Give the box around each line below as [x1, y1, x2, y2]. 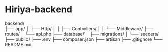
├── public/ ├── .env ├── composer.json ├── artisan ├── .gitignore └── [5, 36, 163, 42]
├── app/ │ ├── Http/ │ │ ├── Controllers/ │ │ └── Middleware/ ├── [5, 25, 154, 31]
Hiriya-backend [5, 4, 72, 15]
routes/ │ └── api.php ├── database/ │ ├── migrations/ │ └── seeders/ [5, 31, 159, 37]
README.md [5, 41, 32, 47]
